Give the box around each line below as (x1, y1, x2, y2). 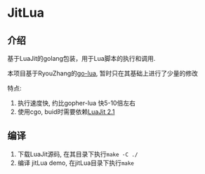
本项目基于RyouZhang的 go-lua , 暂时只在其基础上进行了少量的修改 (7, 69, 199, 78)
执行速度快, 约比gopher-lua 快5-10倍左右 (17, 99, 135, 107)
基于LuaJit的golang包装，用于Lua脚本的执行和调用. (7, 55, 156, 62)
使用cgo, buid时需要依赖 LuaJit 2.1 (17, 108, 115, 116)
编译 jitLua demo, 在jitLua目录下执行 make (17, 159, 135, 167)
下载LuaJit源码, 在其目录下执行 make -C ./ (17, 150, 138, 158)
